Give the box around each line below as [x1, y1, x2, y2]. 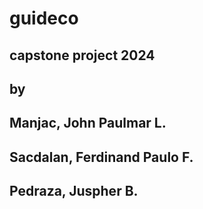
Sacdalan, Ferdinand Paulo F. [9, 148, 194, 166]
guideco [9, 7, 79, 30]
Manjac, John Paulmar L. [9, 115, 167, 132]
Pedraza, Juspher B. [9, 183, 139, 200]
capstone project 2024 [9, 47, 156, 64]
